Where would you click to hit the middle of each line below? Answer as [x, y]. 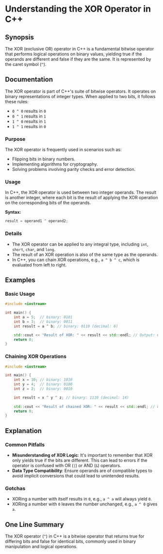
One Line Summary [34, 525]
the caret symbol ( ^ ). [26, 64]
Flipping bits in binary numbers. [44, 159]
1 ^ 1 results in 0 [29, 126]
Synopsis [19, 37]
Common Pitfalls [25, 444]
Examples [20, 280]
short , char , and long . [34, 249]
